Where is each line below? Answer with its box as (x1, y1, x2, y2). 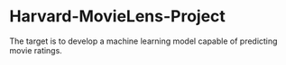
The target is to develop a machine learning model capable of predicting (9, 36, 278, 46)
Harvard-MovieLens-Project (9, 6, 226, 27)
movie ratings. (9, 45, 63, 55)
